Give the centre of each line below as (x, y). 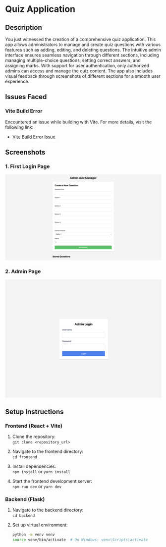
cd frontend (25, 457)
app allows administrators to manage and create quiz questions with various (83, 45)
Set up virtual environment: (40, 525)
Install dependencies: (34, 466)
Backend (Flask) (25, 499)
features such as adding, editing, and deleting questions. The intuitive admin (83, 50)
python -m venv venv (33, 535)
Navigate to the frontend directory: (48, 451)
